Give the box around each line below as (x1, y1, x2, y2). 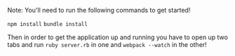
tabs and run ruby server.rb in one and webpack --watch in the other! (7, 41, 207, 48)
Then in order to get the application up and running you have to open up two (7, 33, 228, 41)
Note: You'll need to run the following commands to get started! (7, 6, 191, 14)
